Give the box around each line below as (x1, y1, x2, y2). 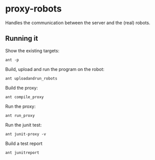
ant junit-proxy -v (5, 131, 46, 136)
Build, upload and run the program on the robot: (5, 66, 105, 72)
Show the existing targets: (5, 47, 60, 53)
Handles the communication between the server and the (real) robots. (5, 20, 150, 26)
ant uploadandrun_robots (5, 76, 58, 81)
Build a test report (5, 140, 43, 146)
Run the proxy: (5, 103, 36, 109)
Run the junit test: (5, 122, 42, 128)
